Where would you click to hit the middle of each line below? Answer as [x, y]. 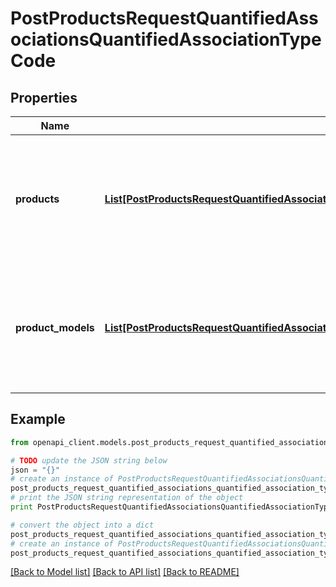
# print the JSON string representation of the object [127, 498]
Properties [44, 97]
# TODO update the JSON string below [89, 460]
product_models [55, 327]
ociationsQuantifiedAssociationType [166, 39]
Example [38, 419]
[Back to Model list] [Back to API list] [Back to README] [125, 572]
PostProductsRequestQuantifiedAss [164, 18]
